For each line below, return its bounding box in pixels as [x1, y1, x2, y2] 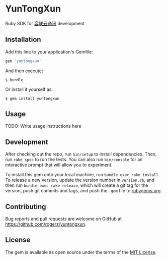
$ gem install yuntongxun [5, 96, 59, 101]
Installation [5, 35, 41, 44]
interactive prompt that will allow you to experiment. [5, 162, 113, 168]
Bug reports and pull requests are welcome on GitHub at [5, 216, 122, 222]
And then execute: [5, 68, 43, 74]
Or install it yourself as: [5, 86, 53, 92]
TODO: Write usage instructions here [5, 123, 81, 129]
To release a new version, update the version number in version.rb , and [5, 177, 155, 183]
